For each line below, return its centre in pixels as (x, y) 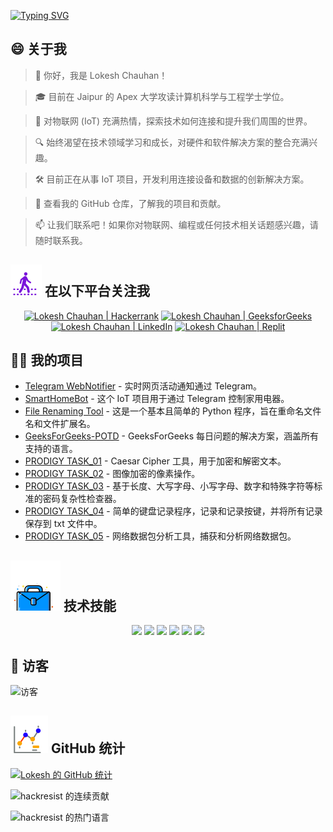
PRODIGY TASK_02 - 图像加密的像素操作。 (112, 474)
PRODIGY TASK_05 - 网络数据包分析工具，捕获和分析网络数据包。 (160, 536)
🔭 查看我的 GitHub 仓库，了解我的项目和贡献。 (130, 203)
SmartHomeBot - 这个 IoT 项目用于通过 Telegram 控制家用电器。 (157, 399)
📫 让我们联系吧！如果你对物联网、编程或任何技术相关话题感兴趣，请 (176, 224)
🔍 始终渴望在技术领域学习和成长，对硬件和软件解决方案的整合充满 (172, 142)
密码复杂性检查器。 (82, 499)
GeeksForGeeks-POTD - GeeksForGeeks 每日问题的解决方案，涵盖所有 (171, 436)
